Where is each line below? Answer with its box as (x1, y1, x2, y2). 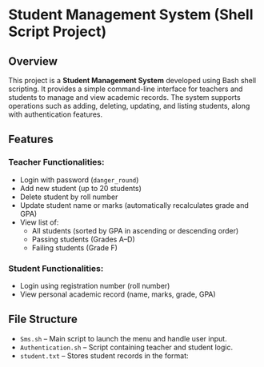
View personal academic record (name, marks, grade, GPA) (19, 289, 216, 299)
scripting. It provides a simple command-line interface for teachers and (8, 84, 243, 94)
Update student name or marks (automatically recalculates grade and (19, 200, 250, 209)
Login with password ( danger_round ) (19, 174, 139, 185)
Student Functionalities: (8, 262, 104, 273)
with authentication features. (8, 110, 103, 119)
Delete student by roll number (19, 192, 118, 201)
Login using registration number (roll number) (19, 281, 170, 290)
